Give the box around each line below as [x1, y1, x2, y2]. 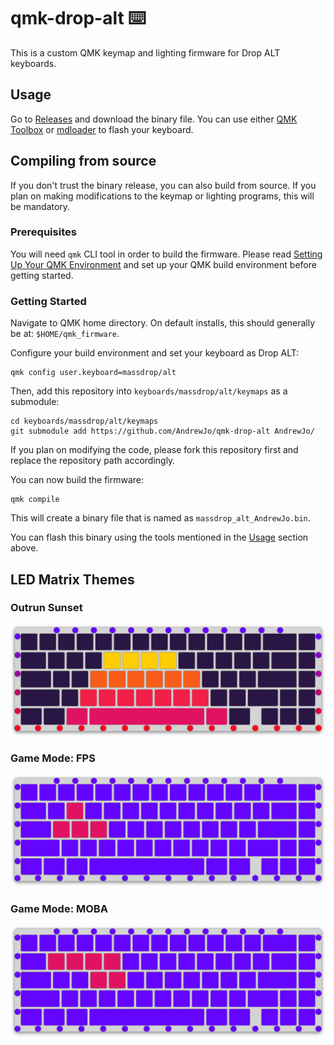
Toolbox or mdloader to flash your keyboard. [10, 123, 194, 135]
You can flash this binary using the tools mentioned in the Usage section [10, 531, 309, 544]
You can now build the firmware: [10, 474, 145, 486]
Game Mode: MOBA [10, 902, 108, 916]
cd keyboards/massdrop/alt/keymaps [10, 416, 159, 427]
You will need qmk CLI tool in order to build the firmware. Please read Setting [10, 248, 323, 260]
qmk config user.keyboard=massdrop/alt [10, 368, 177, 378]
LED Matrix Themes [10, 571, 135, 588]
